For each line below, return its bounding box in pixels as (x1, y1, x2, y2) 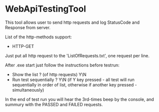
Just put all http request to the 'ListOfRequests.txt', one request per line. (5, 52, 150, 59)
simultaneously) (12, 87, 45, 93)
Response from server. (5, 24, 51, 30)
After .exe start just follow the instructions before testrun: (5, 62, 120, 68)
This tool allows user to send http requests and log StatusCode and (5, 19, 140, 25)
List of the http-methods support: (5, 34, 72, 40)
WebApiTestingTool (5, 3, 87, 15)
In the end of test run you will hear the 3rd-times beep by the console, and (5, 96, 154, 102)
